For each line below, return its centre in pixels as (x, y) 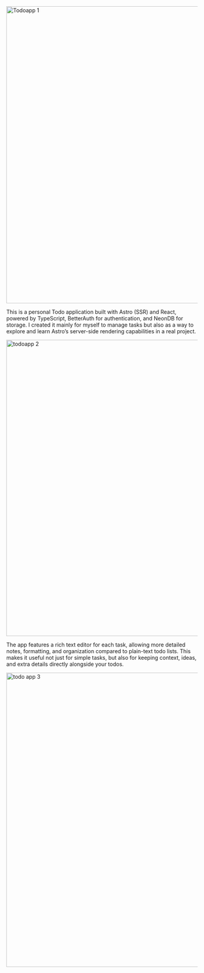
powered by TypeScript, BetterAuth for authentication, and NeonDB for (95, 318)
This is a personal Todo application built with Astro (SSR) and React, (91, 312)
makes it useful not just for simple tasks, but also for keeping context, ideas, (101, 658)
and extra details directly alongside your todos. (65, 664)
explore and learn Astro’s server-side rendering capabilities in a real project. (101, 331)
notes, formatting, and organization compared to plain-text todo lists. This (99, 651)
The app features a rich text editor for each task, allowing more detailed (96, 645)
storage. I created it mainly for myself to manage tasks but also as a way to (100, 325)
